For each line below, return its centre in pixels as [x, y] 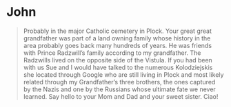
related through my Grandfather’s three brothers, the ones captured [119, 82]
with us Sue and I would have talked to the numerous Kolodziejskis [118, 67]
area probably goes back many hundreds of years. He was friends [117, 45]
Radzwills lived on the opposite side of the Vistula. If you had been [118, 60]
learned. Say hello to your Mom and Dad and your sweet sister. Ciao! [121, 96]
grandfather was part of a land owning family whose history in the [117, 38]
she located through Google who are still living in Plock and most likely [123, 74]
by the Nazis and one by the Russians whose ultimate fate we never [120, 89]
